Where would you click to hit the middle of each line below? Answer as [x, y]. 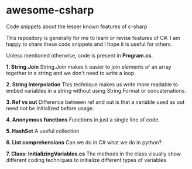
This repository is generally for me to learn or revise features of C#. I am [93, 38]
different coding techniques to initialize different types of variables [86, 160]
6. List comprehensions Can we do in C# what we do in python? [84, 142]
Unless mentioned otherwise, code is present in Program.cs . [80, 55]
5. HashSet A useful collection [43, 131]
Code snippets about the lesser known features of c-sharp [77, 26]
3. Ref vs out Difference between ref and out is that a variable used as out [95, 102]
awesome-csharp [50, 10]
